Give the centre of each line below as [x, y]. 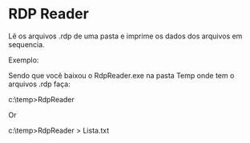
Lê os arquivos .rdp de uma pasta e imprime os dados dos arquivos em [125, 36]
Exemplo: [24, 60]
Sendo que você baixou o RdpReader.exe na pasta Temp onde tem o [121, 75]
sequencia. [27, 44]
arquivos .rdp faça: [39, 84]
